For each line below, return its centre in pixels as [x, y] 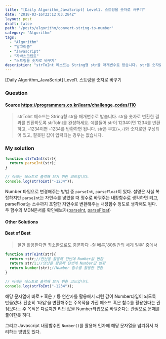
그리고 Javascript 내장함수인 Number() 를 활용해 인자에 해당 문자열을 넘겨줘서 [79, 325]
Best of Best [18, 233]
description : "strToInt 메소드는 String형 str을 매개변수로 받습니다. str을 [78, 65]
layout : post [19, 19]
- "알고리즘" [21, 47]
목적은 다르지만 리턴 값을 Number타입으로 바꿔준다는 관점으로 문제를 [94, 309]
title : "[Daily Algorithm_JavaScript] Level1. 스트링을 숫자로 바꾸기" [75, 10]
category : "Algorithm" [28, 33]
